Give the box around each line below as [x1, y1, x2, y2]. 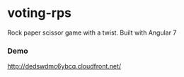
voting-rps [7, 5, 72, 21]
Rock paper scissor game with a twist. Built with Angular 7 [7, 28, 177, 37]
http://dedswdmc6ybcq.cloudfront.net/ [7, 62, 122, 71]
